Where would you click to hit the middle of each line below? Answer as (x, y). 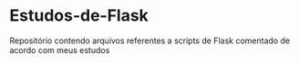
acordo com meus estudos (60, 49)
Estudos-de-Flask (79, 16)
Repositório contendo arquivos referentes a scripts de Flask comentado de (149, 40)
